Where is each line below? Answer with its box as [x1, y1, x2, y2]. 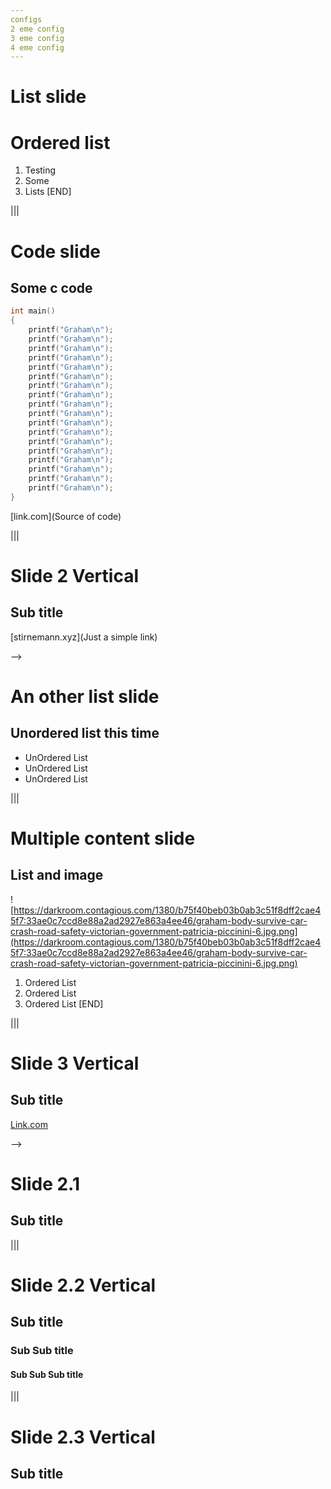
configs [10, 14, 43, 25]
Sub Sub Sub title [10, 1368, 84, 1380]
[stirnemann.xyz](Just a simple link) [10, 631, 158, 643]
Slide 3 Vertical [10, 1052, 140, 1075]
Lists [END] [24, 186, 72, 198]
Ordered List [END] [24, 997, 104, 1010]
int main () [10, 306, 56, 316]
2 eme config [10, 24, 65, 34]
